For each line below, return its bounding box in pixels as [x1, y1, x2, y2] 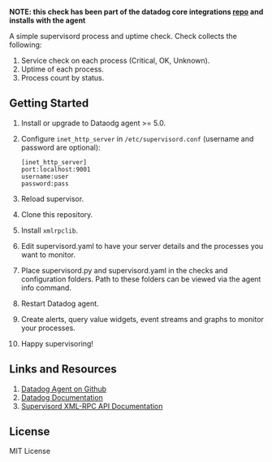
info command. [20, 282, 72, 292]
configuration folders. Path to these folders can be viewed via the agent [20, 274, 261, 284]
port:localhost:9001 [20, 165, 91, 173]
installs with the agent [9, 15, 86, 25]
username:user [20, 172, 69, 181]
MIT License [9, 447, 51, 456]
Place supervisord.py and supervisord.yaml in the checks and [20, 265, 228, 275]
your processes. [20, 323, 76, 333]
